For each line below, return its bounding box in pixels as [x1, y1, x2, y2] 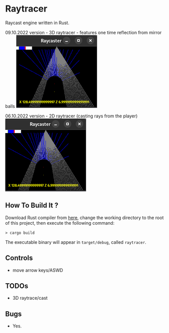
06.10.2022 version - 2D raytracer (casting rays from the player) [5, 113, 138, 119]
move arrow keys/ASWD [12, 267, 63, 273]
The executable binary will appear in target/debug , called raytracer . [5, 239, 147, 245]
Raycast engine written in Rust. [5, 20, 69, 26]
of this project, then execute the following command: [5, 220, 115, 226]
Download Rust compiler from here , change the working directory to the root [5, 215, 164, 221]
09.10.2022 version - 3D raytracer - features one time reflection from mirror [5, 29, 162, 35]
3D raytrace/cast [12, 295, 48, 301]
